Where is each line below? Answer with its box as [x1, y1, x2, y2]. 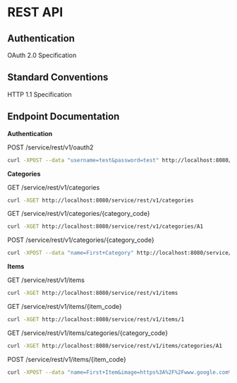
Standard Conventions [7, 71, 109, 83]
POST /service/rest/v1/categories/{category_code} [7, 236, 154, 244]
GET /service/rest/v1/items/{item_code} [7, 303, 122, 310]
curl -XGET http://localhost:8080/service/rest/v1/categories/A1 [7, 223, 203, 230]
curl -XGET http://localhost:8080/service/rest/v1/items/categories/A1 [7, 342, 222, 349]
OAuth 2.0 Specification [7, 51, 77, 59]
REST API [7, 4, 63, 20]
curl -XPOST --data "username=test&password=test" [7, 157, 159, 164]
